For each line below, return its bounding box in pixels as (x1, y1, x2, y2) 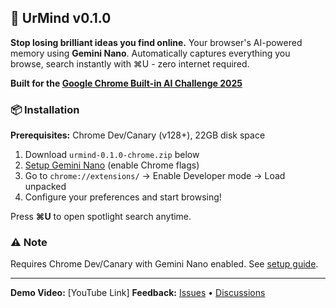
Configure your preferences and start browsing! (24, 191, 222, 203)
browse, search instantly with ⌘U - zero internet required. (10, 57, 250, 70)
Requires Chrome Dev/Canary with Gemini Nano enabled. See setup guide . (10, 258, 319, 270)
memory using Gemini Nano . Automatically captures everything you (10, 47, 291, 59)
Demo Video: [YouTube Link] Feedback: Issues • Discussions (10, 287, 266, 299)
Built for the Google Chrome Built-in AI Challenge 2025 (10, 77, 243, 89)
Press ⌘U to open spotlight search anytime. (10, 211, 192, 223)
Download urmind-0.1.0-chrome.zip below (24, 149, 200, 161)
